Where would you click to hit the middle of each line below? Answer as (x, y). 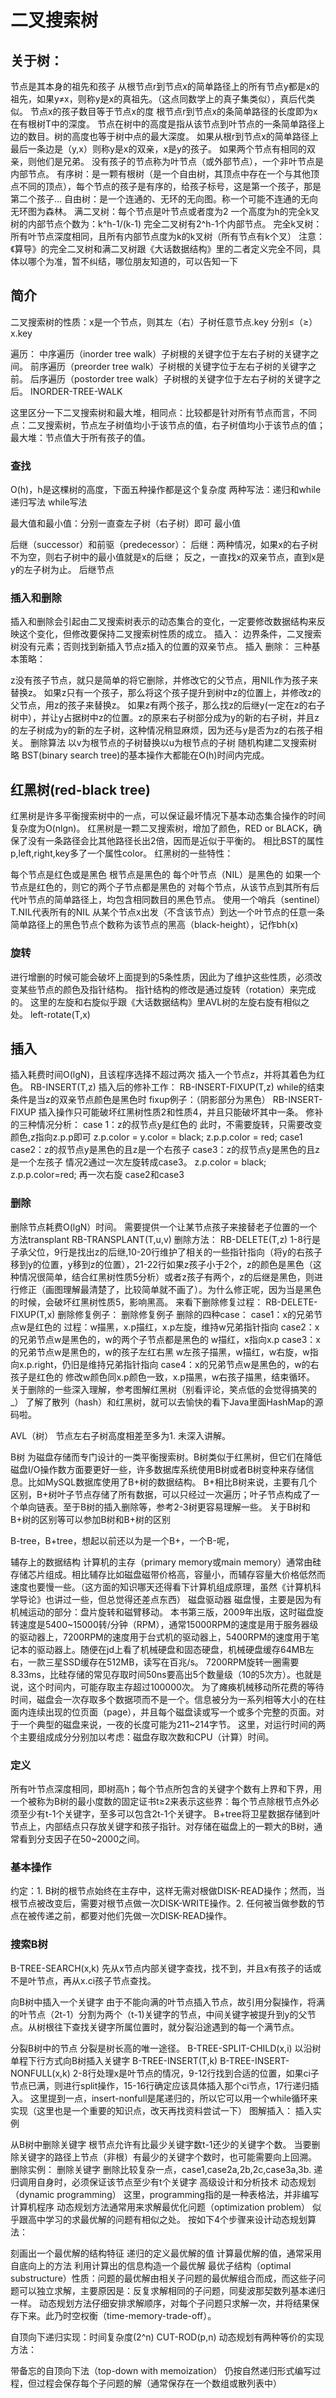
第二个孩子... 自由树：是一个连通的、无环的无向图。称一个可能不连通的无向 (164, 199)
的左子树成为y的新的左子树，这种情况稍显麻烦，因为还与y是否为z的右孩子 (162, 730)
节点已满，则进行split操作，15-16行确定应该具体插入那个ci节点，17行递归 (160, 2085)
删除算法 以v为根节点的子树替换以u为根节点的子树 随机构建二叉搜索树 (173, 743)
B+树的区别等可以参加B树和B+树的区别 (91, 1519)
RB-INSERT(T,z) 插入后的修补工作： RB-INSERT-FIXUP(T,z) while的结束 (177, 1087)
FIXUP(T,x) (33, 1314)
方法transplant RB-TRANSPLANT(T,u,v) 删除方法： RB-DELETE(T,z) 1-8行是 (165, 1239)
